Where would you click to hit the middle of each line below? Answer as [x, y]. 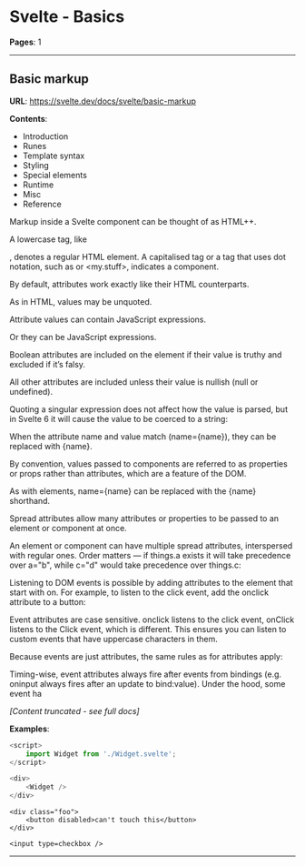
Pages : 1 [25, 42]
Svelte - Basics [67, 17]
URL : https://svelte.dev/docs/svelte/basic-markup [103, 101]
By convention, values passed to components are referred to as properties [148, 463]
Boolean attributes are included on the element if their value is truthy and [146, 354]
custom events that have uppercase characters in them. [113, 639]
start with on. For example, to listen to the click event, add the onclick [139, 592]
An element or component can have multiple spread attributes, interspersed [151, 545]
